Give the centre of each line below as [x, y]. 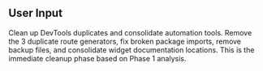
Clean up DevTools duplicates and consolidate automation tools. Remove [130, 32]
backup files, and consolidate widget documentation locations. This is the [131, 50]
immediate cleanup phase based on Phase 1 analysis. [97, 58]
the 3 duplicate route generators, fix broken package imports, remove [125, 41]
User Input [36, 13]
